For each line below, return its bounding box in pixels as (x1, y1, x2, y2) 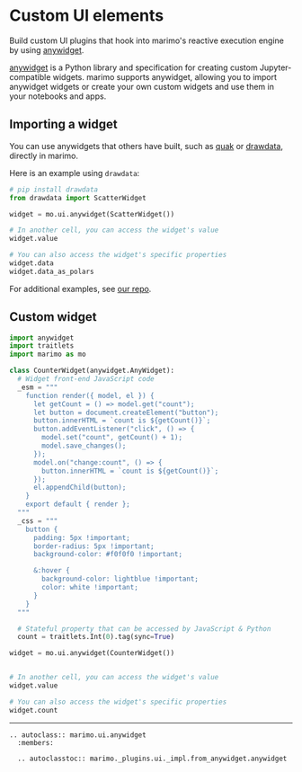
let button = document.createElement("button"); (32, 408, 219, 417)
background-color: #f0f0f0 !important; (32, 550, 182, 559)
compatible (9, 71, 51, 82)
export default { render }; (25, 500, 130, 509)
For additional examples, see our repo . (9, 283, 152, 294)
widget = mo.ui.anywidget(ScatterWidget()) (9, 209, 175, 218)
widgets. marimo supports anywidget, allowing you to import (52, 71, 277, 82)
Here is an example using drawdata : (9, 167, 140, 178)
